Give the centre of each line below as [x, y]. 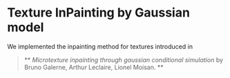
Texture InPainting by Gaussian [98, 13]
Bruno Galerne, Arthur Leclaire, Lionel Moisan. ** [94, 67]
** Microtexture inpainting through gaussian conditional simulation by [123, 59]
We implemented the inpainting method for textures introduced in [100, 46]
